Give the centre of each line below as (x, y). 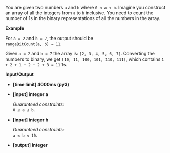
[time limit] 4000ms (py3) (41, 84)
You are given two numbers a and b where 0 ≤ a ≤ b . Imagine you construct (85, 7)
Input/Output (20, 74)
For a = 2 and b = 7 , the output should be (49, 38)
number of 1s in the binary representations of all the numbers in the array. (83, 18)
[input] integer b (30, 120)
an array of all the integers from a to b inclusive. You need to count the (79, 13)
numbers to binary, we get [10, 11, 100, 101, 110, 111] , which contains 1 (85, 59)
